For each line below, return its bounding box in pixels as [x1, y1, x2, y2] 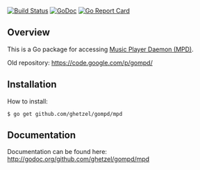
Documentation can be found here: [7, 148, 108, 156]
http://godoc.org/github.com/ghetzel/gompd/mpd [7, 155, 150, 163]
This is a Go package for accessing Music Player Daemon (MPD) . [7, 45, 194, 53]
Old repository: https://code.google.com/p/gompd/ [7, 58, 153, 67]
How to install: [7, 97, 49, 105]
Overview [7, 26, 51, 38]
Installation [7, 78, 57, 90]
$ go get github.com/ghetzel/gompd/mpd [7, 110, 123, 117]
